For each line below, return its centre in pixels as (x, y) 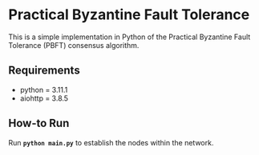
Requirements (44, 71)
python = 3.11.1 (44, 89)
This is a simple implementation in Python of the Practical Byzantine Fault (129, 37)
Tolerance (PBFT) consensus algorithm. (74, 45)
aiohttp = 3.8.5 (44, 98)
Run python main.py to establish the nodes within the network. (111, 142)
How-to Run (39, 123)
